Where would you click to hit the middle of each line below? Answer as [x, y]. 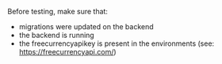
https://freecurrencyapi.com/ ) [67, 52]
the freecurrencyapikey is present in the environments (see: [117, 43]
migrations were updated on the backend [86, 26]
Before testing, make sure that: [58, 11]
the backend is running [56, 35]
